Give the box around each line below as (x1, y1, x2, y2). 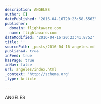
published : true (5, 49, 39, 53)
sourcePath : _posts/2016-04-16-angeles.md (5, 44, 95, 49)
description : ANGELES (5, 7, 50, 12)
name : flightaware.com (9, 30, 57, 35)
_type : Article (5, 76, 37, 81)
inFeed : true (5, 53, 32, 58)
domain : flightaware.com (9, 26, 61, 31)
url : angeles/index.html (5, 67, 57, 72)
